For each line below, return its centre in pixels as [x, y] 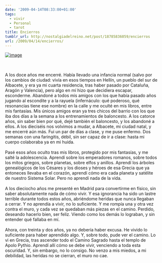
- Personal [20, 23]
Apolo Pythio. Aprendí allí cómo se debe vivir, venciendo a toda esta [73, 245]
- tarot [17, 28]
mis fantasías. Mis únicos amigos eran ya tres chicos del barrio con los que [80, 111]
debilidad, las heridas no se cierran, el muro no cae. [57, 255]
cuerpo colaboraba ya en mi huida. [40, 142]
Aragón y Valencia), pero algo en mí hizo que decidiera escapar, [69, 90]
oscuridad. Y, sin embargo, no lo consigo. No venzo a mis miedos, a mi [76, 250]
